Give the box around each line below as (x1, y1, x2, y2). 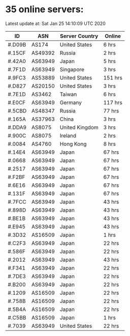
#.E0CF (8, 99, 26, 106)
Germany (59, 99, 82, 106)
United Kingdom (59, 124, 99, 131)
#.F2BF (8, 173, 25, 180)
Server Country (60, 32, 99, 39)
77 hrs (103, 107, 119, 114)
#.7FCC (8, 198, 26, 205)
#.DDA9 (8, 124, 27, 131)
